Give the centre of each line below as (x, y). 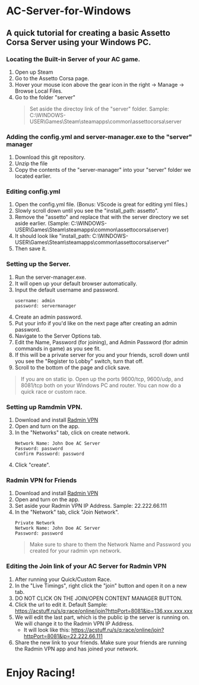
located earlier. (33, 176)
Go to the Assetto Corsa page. (52, 78)
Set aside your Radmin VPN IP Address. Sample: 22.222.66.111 (91, 506)
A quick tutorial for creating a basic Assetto (88, 33)
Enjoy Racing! (41, 673)
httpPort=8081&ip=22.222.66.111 (63, 636)
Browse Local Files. (39, 91)
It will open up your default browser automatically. (76, 283)
